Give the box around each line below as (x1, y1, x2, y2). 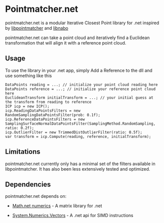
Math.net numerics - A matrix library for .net (12, 203, 102, 209)
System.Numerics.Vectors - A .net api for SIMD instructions (12, 213, 133, 219)
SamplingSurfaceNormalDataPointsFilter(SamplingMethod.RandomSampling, (5, 121, 156, 126)
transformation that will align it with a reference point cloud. (5, 40, 126, 45)
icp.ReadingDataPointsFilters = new (5, 108, 81, 113)
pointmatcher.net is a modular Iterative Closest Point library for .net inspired (5, 20, 160, 26)
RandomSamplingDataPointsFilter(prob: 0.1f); (5, 112, 100, 117)
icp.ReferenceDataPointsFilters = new (5, 117, 85, 122)
